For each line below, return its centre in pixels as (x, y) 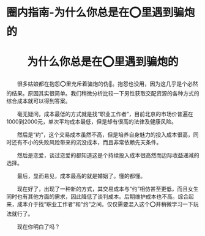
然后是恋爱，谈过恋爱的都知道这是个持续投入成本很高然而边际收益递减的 (108, 155)
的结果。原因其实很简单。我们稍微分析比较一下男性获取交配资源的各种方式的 (103, 94)
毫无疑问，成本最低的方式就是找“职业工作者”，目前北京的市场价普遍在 (106, 114)
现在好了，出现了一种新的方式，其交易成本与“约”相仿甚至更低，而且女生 (108, 189)
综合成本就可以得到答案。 (39, 101)
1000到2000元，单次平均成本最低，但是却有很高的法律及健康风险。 (92, 122)
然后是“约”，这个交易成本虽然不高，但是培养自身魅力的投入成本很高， (106, 135)
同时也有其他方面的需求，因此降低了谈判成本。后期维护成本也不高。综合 (97, 197)
